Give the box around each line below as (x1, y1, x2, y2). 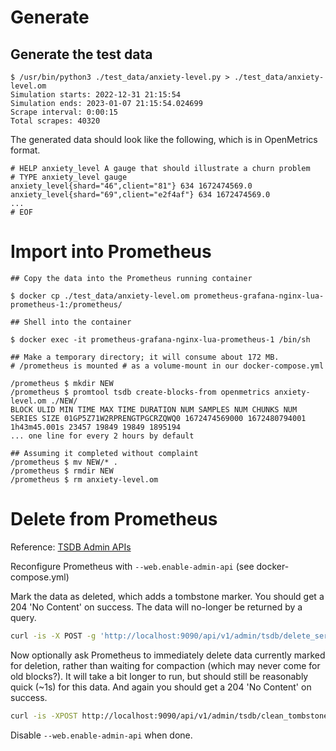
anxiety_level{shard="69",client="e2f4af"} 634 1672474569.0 (10, 190, 271, 200)
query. (10, 611, 37, 623)
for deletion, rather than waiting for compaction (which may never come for (10, 659, 321, 671)
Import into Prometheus (10, 241, 212, 263)
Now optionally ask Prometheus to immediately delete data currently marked (10, 649, 326, 661)
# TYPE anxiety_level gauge (10, 172, 128, 182)
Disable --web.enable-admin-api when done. (10, 729, 193, 741)
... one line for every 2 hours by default (10, 431, 195, 441)
